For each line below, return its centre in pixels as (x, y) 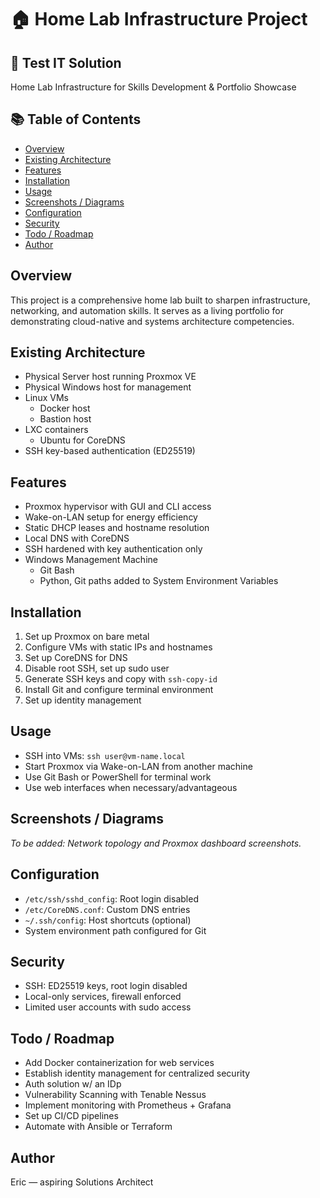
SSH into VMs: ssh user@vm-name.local (105, 755)
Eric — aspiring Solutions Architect (82, 1182)
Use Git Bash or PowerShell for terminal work (118, 777)
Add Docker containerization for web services (119, 1063)
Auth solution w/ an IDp (73, 1084)
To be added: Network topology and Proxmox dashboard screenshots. (156, 843)
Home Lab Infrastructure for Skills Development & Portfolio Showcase (153, 87)
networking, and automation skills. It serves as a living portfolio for (147, 310)
